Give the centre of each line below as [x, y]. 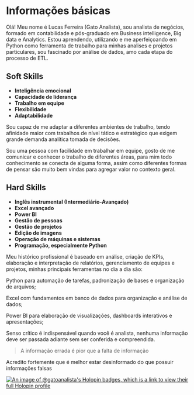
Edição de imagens [38, 233]
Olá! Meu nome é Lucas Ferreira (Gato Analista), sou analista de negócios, [96, 27]
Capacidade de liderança [46, 97]
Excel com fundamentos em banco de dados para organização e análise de [97, 298]
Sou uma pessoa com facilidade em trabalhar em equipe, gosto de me [91, 150]
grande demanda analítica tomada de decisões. [63, 139]
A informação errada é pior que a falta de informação [84, 351]
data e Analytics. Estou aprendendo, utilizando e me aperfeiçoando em [91, 39]
